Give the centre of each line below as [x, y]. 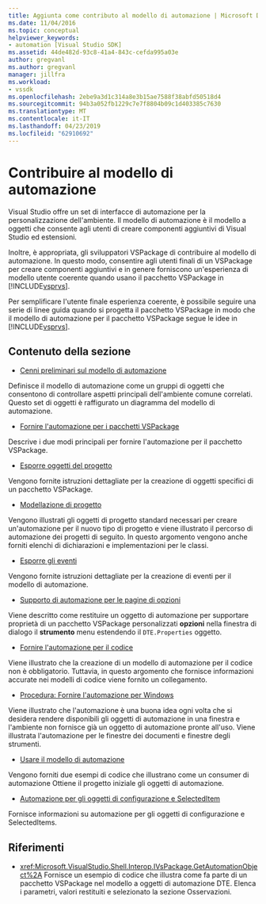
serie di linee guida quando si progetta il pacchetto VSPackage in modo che [132, 309]
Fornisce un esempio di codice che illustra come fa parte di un [146, 875]
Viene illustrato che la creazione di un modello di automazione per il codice [131, 663]
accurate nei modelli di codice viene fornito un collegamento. [108, 680]
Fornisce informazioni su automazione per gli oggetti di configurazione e [127, 814]
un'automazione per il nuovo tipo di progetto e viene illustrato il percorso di [131, 529]
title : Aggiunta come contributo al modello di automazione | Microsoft [131, 15]
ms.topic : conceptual [44, 30]
